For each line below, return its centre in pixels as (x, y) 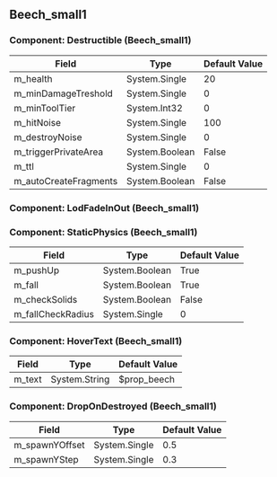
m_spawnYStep (46, 459)
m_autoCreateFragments (66, 181)
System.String (80, 379)
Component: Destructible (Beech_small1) (100, 40)
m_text (28, 379)
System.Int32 (155, 108)
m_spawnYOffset (49, 445)
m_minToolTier (45, 108)
